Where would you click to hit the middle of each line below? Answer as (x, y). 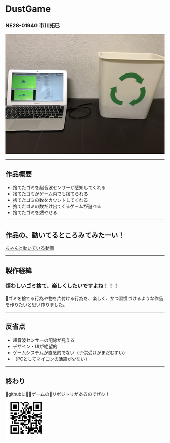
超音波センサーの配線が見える (44, 340)
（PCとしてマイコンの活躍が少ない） (51, 359)
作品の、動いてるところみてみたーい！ (65, 235)
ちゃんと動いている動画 (30, 248)
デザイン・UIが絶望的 (35, 346)
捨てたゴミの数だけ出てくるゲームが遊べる (57, 206)
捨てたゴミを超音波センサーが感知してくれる (59, 188)
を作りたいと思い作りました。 (36, 304)
